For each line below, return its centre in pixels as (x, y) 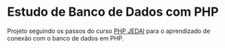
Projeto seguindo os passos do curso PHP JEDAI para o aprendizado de (109, 31)
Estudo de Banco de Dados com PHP (113, 12)
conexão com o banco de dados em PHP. (66, 38)
